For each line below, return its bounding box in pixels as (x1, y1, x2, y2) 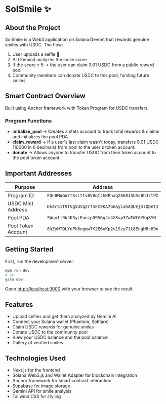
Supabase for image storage (12, 383, 71, 389)
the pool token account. (12, 155, 61, 161)
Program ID (7, 192, 34, 199)
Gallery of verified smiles (12, 340, 63, 346)
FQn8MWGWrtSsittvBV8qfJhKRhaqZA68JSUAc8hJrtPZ (46, 193, 159, 198)
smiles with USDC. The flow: (5, 42, 63, 47)
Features (5, 300, 33, 309)
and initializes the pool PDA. (12, 134, 70, 140)
